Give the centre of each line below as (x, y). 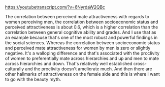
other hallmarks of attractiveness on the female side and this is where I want (82, 74)
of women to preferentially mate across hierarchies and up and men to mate (82, 58)
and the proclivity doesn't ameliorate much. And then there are (89, 69)
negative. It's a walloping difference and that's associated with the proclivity (82, 53)
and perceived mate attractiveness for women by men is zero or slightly (78, 48)
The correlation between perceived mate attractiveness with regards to (77, 16)
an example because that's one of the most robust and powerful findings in (81, 37)
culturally (15, 69)
